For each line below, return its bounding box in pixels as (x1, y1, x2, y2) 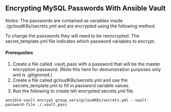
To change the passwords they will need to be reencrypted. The (5, 32, 140, 39)
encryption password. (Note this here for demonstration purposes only (12, 66, 161, 72)
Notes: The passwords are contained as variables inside (5, 17, 123, 23)
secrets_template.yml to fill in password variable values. (12, 83, 130, 89)
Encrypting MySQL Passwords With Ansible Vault (5, 4, 166, 13)
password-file (5, 102, 36, 107)
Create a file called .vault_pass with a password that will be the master (12, 61, 161, 67)
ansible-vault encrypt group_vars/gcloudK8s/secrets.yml (5, 98, 129, 103)
